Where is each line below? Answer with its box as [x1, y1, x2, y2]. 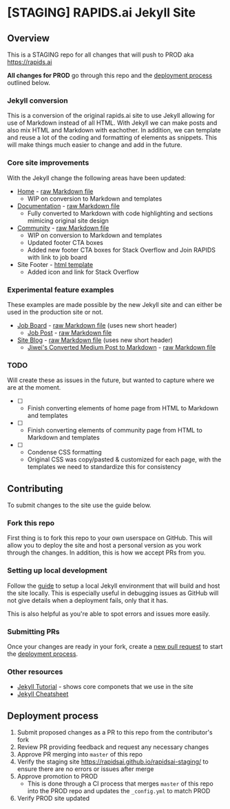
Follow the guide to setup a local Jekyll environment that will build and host [7, 581, 220, 590]
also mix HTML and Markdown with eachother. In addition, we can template [7, 126, 222, 134]
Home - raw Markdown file [17, 187, 94, 195]
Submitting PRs [7, 626, 60, 636]
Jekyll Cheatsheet [17, 690, 69, 698]
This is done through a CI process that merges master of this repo [27, 779, 213, 788]
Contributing [7, 483, 63, 495]
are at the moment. [7, 383, 61, 392]
